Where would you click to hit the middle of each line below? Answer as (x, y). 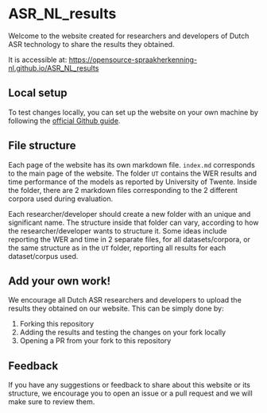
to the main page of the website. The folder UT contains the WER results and (132, 173)
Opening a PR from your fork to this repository (95, 341)
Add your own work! (60, 281)
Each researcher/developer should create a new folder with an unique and (130, 214)
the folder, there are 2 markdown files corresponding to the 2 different (123, 190)
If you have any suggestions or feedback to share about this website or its (129, 385)
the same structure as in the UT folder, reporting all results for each (117, 248)
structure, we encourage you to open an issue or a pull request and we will (130, 393)
